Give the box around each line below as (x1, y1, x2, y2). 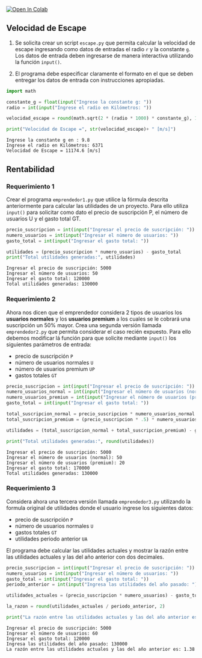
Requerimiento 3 (6, 484, 56, 492)
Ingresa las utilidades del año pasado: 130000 (6, 641, 128, 647)
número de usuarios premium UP (14, 365, 95, 372)
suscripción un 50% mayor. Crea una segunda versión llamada (6, 321, 162, 328)
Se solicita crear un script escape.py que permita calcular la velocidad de (14, 39, 196, 46)
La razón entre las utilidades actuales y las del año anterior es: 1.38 (6, 646, 195, 652)
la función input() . (14, 58, 62, 66)
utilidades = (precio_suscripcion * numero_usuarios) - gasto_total (6, 249, 182, 255)
